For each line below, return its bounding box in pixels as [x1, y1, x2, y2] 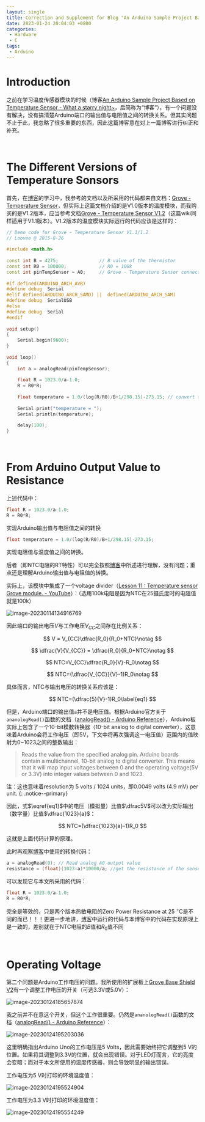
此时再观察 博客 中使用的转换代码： [6, 848, 92, 856]
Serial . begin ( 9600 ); [17, 337, 70, 343]
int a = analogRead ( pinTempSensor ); [17, 365, 111, 372]
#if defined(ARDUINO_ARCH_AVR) [6, 280, 86, 287]
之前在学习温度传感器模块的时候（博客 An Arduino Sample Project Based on [6, 96, 195, 103]
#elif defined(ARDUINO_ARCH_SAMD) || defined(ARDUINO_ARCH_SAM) [6, 291, 176, 298]
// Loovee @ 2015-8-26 [6, 235, 64, 241]
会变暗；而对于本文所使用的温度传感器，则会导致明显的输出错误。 [6, 1058, 172, 1066]
